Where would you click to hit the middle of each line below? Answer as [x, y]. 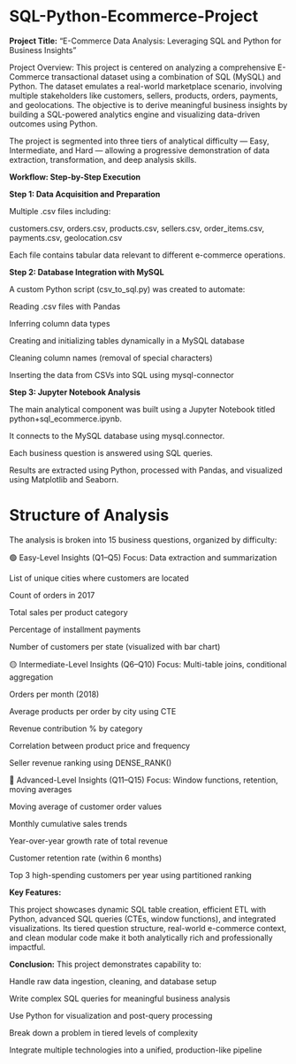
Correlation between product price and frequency [100, 745]
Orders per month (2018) [54, 694]
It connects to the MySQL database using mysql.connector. [117, 436]
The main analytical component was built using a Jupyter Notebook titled [142, 409]
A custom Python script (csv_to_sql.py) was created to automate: [127, 289]
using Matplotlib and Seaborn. [64, 479]
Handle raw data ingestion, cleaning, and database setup [113, 981]
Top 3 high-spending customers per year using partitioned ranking [130, 875]
